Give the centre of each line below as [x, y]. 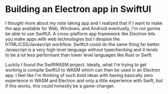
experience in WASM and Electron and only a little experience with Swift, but [84, 80]
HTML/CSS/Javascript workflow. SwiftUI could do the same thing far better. [83, 44]
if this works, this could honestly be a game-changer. [60, 85]
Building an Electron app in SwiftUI [78, 9]
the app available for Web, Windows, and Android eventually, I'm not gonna [82, 28]
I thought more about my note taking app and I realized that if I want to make [84, 23]
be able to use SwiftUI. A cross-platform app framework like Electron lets [80, 33]
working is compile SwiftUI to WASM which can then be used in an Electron [83, 70]
